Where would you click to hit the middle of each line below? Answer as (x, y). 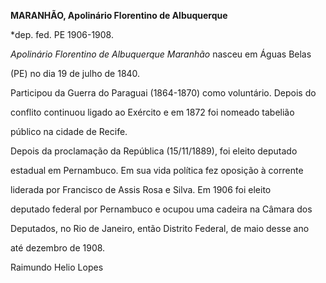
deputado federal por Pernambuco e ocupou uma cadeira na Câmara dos (161, 209)
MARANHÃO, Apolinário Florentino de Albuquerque (119, 15)
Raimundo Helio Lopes (57, 267)
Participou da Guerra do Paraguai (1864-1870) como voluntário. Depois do (163, 93)
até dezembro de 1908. (58, 248)
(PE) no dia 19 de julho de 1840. (75, 73)
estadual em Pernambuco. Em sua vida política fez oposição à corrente (157, 170)
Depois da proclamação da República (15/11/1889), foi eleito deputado (154, 151)
